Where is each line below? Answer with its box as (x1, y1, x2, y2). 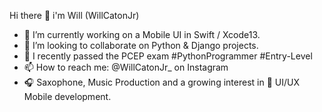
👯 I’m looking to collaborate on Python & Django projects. (23, 40, 259, 51)
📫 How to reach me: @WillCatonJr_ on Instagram (23, 61, 229, 73)
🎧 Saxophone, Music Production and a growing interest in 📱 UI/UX (23, 76, 300, 88)
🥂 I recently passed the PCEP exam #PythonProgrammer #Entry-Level (23, 50, 313, 62)
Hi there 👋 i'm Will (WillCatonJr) (9, 10, 140, 21)
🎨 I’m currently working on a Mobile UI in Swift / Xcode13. (23, 29, 261, 40)
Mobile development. (23, 91, 112, 102)
